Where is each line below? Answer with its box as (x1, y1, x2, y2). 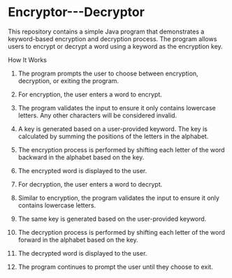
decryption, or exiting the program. (17, 76, 119, 85)
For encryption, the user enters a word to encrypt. (17, 90, 163, 98)
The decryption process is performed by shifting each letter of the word (17, 228, 226, 236)
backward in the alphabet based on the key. (17, 153, 145, 161)
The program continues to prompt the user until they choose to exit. (17, 263, 214, 271)
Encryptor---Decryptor (8, 4, 145, 20)
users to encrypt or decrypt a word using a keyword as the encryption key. (8, 42, 223, 50)
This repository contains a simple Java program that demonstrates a (8, 27, 205, 36)
